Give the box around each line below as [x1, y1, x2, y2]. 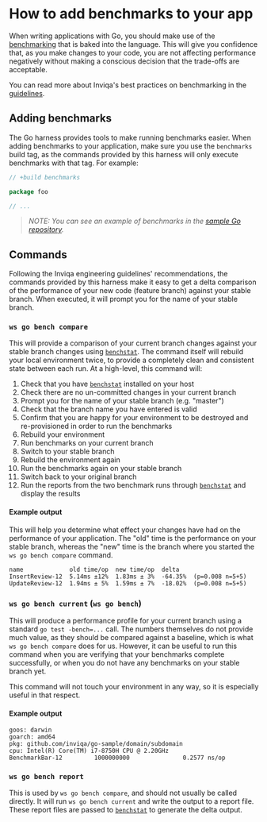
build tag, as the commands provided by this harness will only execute [9, 149, 238, 159]
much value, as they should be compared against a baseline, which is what [9, 632, 254, 642]
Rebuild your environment [20, 430, 105, 439]
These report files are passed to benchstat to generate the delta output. [9, 805, 242, 815]
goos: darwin [9, 726, 52, 735]
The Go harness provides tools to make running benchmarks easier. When [9, 133, 252, 142]
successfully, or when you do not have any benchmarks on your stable [9, 658, 240, 667]
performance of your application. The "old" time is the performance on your [9, 533, 257, 542]
